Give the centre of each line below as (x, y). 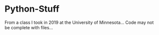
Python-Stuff (32, 9)
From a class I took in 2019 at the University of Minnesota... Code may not (79, 22)
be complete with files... (29, 27)
